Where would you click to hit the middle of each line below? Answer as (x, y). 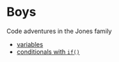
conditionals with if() (48, 52)
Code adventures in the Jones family (59, 31)
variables (30, 44)
